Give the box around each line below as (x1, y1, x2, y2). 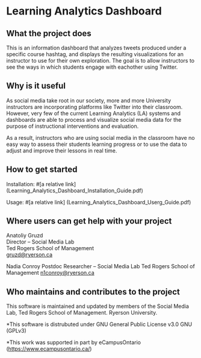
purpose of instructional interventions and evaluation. (6, 122, 139, 130)
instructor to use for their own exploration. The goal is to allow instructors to (6, 57, 195, 64)
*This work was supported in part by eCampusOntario (6, 339, 141, 346)
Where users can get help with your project (6, 216, 172, 227)
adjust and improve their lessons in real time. (6, 146, 117, 154)
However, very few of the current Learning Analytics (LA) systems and (6, 110, 181, 117)
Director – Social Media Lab (6, 238, 75, 245)
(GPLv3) (6, 327, 27, 334)
